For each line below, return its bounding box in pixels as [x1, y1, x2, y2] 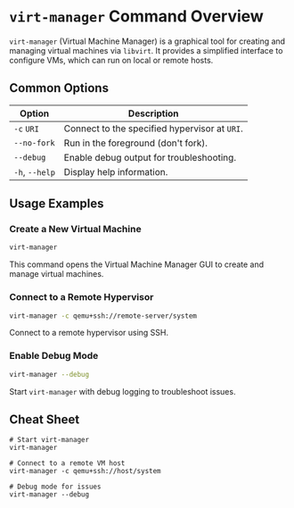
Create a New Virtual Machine [9, 223, 142, 236]
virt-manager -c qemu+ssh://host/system [9, 467, 162, 476]
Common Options [9, 80, 110, 96]
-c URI [13, 123, 40, 134]
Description [127, 107, 180, 120]
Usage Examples [9, 196, 104, 212]
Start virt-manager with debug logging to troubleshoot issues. [9, 386, 236, 396]
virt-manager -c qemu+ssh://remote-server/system [9, 311, 198, 321]
